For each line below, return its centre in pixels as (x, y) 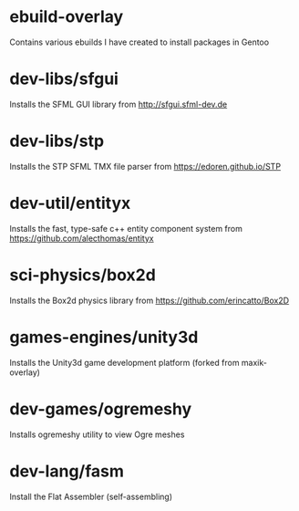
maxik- (254, 362)
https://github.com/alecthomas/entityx (82, 238)
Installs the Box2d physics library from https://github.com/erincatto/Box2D (149, 300)
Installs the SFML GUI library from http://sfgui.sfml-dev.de (119, 104)
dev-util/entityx (70, 203)
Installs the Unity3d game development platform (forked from (124, 362)
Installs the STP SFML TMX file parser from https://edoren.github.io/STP (145, 166)
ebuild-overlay (67, 17)
